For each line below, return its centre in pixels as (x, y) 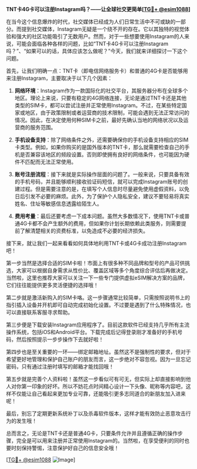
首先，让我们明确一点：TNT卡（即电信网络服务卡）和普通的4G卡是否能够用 (97, 71)
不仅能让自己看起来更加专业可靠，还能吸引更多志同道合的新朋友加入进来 (98, 394)
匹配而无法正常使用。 (51, 162)
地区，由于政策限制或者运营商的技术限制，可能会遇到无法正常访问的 (107, 113)
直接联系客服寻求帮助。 (45, 312)
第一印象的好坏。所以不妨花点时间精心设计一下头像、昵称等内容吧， (103, 386)
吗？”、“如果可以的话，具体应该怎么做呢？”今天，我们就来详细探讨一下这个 (97, 51)
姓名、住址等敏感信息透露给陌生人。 (58, 204)
